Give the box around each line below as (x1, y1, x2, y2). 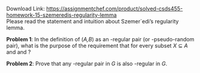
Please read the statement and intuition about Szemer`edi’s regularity (6, 18, 179, 25)
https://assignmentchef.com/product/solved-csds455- (46, 5, 183, 12)
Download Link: (6, 5, 45, 12)
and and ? (6, 48, 32, 56)
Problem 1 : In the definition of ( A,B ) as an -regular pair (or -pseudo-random (6, 36, 195, 42)
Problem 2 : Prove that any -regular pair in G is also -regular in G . (6, 60, 168, 67)
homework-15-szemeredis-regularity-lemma (6, 11, 117, 19)
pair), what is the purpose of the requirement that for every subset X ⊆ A (6, 42, 188, 49)
